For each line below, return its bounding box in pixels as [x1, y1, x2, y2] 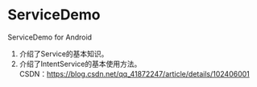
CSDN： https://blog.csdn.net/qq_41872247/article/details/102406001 [19, 68, 251, 78]
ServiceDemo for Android [7, 32, 93, 42]
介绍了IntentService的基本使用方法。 [19, 59, 142, 68]
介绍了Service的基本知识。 [19, 48, 109, 58]
